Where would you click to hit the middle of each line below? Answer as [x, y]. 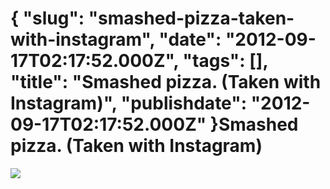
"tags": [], [225, 61]
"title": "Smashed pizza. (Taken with [166, 82]
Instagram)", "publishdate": [129, 103]
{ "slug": [47, 18]
